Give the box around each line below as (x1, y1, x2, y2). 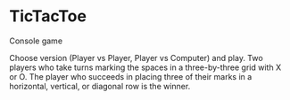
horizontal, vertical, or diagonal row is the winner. (9, 81, 191, 91)
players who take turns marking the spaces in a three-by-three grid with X (9, 62, 282, 73)
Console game (9, 35, 63, 46)
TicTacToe (9, 6, 87, 27)
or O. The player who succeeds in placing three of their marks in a (9, 71, 253, 81)
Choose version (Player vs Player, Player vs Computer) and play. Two (9, 52, 263, 63)
